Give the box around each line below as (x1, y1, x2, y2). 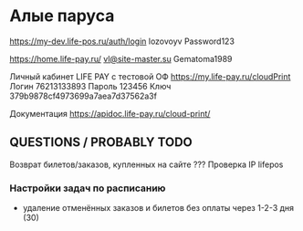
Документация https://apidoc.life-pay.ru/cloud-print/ (9, 108, 211, 119)
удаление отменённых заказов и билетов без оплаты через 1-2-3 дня (22, 203, 295, 214)
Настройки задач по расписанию (9, 182, 166, 194)
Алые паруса (9, 5, 115, 26)
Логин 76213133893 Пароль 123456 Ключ (9, 80, 172, 91)
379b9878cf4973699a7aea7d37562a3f (9, 90, 158, 101)
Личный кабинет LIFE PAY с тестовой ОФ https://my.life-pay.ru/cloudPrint (9, 70, 291, 82)
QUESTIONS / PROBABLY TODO (9, 134, 193, 151)
